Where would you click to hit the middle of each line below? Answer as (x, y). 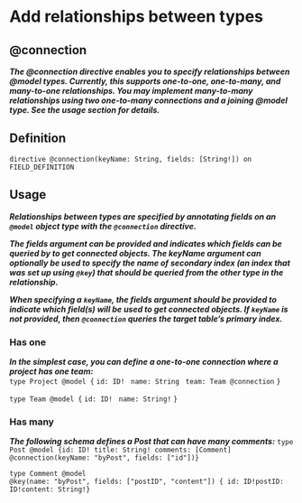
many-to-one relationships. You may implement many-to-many (131, 91)
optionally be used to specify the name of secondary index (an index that (150, 263)
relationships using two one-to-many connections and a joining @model (149, 100)
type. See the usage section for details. (85, 110)
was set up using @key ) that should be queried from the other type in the (146, 272)
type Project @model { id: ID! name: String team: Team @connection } (145, 381)
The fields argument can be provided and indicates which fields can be (146, 243)
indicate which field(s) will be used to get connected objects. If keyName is (149, 309)
